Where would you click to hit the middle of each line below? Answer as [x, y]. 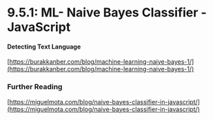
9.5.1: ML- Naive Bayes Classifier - [107, 13]
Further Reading [35, 87]
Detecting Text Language [44, 47]
